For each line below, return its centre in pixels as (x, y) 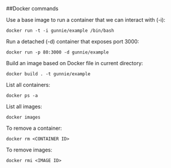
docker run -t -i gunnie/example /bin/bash (60, 31)
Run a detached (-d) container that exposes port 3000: (73, 41)
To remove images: (29, 150)
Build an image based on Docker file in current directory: (75, 63)
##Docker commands (32, 9)
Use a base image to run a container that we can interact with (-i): (86, 20)
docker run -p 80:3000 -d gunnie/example (58, 52)
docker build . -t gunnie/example (48, 74)
